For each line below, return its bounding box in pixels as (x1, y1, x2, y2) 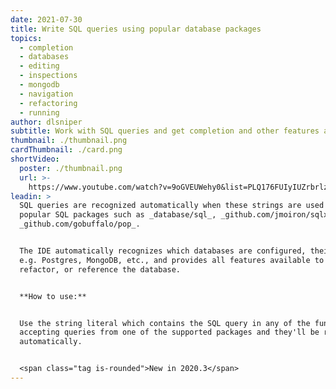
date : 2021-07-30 (10, 14, 83, 25)
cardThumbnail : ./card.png (10, 145, 123, 155)
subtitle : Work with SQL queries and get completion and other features (10, 126, 320, 136)
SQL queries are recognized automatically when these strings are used (19, 201, 325, 211)
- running (19, 107, 60, 118)
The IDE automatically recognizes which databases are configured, (19, 246, 307, 256)
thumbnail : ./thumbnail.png (10, 136, 128, 146)
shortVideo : (10, 154, 60, 164)
